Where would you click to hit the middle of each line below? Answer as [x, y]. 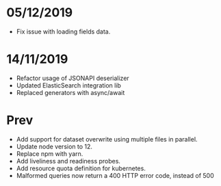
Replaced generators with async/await [70, 92]
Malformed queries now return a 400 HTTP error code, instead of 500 [115, 175]
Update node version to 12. [54, 146]
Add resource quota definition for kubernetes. [81, 168]
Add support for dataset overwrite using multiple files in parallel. [107, 139]
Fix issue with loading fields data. [63, 31]
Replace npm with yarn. [50, 154]
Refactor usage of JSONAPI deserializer [73, 78]
